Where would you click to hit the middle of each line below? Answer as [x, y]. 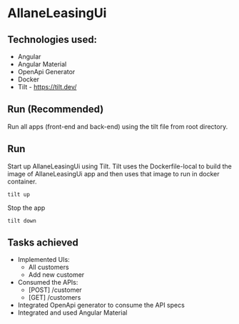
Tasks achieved [43, 243]
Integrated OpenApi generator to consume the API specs [101, 305]
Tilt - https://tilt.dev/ [47, 87]
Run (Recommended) [56, 110]
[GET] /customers [55, 298]
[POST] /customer [55, 290]
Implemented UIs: [44, 260]
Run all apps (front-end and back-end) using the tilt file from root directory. [118, 126]
